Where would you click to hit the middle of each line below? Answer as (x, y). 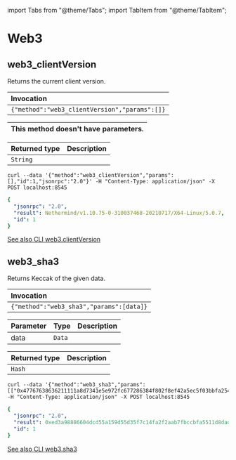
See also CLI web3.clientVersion (54, 239)
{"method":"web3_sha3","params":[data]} (79, 307)
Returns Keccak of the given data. (56, 278)
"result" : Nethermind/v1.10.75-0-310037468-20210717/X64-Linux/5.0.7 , (119, 213)
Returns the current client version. (57, 81)
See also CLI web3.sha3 (42, 449)
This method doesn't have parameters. (77, 129)
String (22, 160)
